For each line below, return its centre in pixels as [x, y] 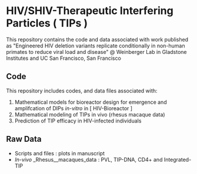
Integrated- [178, 159]
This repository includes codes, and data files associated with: [82, 91]
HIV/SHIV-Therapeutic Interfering [90, 11]
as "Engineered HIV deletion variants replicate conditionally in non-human [96, 46]
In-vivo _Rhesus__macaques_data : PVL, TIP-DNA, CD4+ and [89, 159]
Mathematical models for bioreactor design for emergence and [91, 102]
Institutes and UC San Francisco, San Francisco [64, 58]
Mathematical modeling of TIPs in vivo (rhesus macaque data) [90, 114]
